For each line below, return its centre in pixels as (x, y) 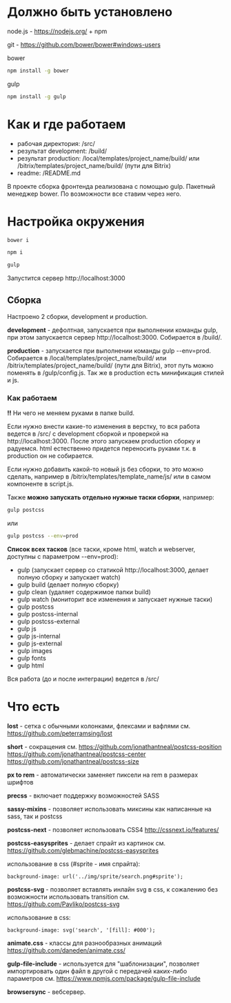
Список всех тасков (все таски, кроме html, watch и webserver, (101, 549)
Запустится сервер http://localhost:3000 (66, 278)
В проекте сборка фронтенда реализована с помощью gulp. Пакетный (111, 186)
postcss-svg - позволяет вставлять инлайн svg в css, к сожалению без (113, 889)
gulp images (35, 651)
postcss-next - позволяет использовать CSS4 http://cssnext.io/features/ (113, 829)
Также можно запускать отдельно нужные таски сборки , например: (111, 497)
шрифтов (20, 782)
